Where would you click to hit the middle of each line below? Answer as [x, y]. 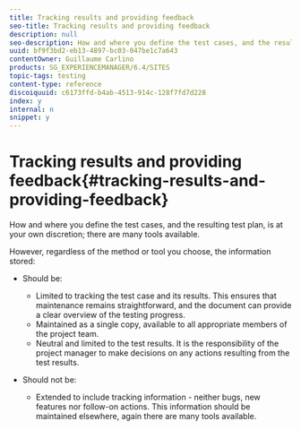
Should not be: [49, 380]
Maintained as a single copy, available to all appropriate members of [161, 324]
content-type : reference [56, 84]
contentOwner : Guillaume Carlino [72, 59]
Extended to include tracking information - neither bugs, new [148, 397]
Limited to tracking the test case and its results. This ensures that [156, 296]
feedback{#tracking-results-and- [138, 181]
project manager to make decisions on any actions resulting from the [163, 353]
